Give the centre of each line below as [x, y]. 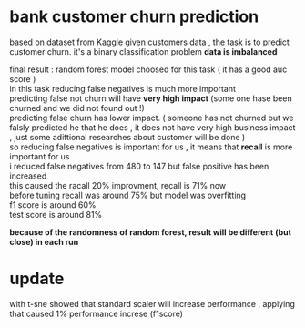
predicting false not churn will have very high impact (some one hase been [151, 98]
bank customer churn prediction [134, 17]
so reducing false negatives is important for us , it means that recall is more [151, 147]
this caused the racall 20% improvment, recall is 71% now [118, 185]
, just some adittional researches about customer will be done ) [127, 137]
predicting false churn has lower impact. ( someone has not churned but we [152, 118]
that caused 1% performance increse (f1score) [97, 313]
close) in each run [44, 241]
